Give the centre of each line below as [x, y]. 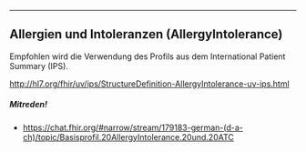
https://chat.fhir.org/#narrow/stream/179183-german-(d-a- [133, 127]
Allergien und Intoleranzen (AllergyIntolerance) [146, 34]
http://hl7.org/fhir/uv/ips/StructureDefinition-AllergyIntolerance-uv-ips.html [149, 84]
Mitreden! [29, 105]
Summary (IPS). [39, 66]
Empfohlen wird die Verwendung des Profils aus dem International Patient [148, 56]
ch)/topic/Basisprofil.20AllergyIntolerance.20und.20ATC [128, 137]
